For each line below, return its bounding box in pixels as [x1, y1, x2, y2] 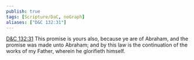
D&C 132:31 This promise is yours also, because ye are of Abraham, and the [6, 36, 189, 43]
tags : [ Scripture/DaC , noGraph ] [6, 14, 85, 20]
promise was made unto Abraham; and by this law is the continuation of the [6, 41, 188, 48]
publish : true [6, 8, 41, 15]
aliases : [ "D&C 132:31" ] [6, 19, 67, 25]
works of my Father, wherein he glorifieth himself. [6, 48, 126, 55]
